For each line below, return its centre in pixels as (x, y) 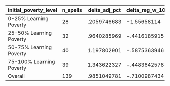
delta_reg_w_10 (146, 10)
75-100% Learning (31, 62)
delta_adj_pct (104, 10)
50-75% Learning (30, 47)
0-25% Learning (28, 18)
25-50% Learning (30, 33)
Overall (16, 76)
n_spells (72, 10)
